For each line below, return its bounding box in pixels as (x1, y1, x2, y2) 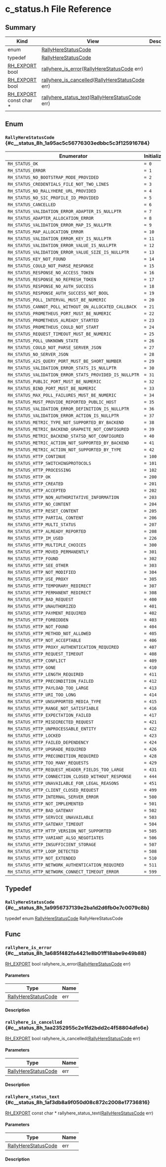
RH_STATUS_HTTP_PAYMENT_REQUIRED (7, 610, 86, 616)
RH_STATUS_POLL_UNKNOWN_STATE (7, 338, 79, 344)
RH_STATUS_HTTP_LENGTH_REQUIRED (7, 671, 84, 677)
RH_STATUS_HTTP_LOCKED (7, 733, 61, 738)
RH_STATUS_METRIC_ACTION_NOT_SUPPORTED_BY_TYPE (7, 447, 122, 453)
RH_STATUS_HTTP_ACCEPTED (7, 488, 66, 493)
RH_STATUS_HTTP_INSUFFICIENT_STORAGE (7, 842, 96, 847)
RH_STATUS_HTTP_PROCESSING (7, 467, 71, 473)
